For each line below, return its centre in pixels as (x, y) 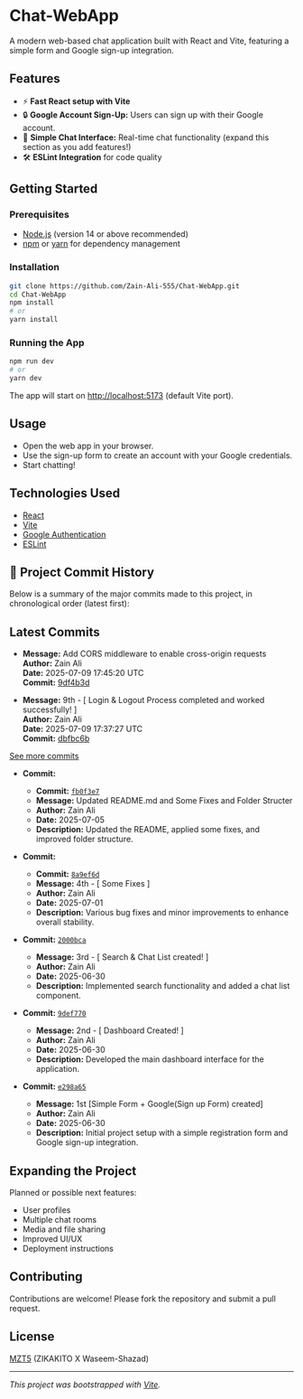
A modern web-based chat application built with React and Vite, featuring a (149, 41)
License (32, 1337)
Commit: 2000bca (54, 940)
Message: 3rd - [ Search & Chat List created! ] (122, 957)
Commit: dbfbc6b (56, 738)
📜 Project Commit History (82, 573)
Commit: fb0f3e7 (68, 791)
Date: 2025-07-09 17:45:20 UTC (83, 673)
